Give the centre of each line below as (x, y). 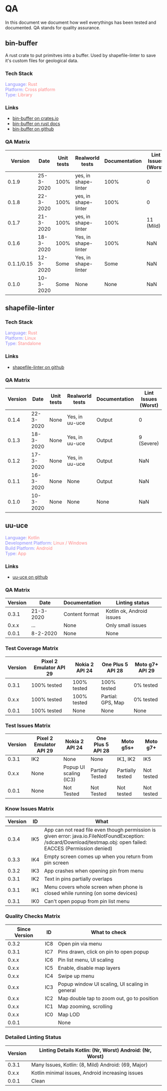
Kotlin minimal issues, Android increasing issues (87, 1073)
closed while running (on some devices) (91, 893)
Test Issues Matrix (28, 726)
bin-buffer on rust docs (36, 124)
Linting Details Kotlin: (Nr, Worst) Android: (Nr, (95, 1050)
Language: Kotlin (22, 537)
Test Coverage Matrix (32, 649)
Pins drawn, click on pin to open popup (103, 951)
